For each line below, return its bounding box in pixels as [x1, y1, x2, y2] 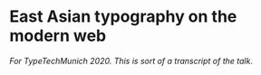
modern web [9, 25, 107, 46]
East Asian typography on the [9, 6, 237, 27]
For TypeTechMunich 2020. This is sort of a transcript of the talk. [9, 55, 254, 66]
